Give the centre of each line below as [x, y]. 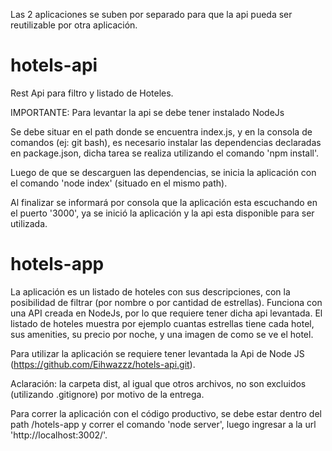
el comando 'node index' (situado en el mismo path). [119, 183]
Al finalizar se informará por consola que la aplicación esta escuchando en [164, 202]
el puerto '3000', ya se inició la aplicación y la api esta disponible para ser [162, 213]
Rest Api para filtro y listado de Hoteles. [92, 93]
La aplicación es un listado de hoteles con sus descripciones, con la [150, 291]
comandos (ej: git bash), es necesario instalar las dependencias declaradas [166, 142]
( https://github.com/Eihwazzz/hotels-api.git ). [103, 364]
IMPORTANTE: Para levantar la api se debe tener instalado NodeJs [147, 112]
